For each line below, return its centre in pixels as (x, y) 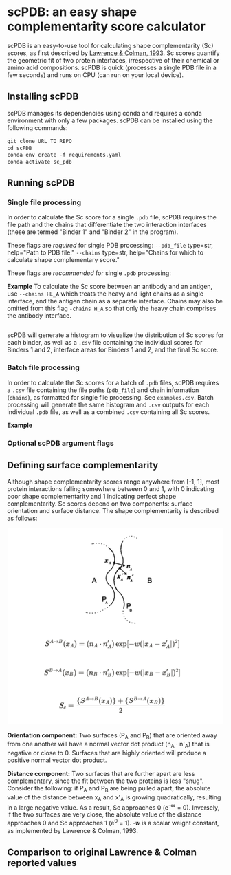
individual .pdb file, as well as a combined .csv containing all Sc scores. (108, 412)
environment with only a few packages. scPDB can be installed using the (110, 120)
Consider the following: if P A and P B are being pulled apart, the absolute (109, 789)
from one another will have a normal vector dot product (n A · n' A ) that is (108, 745)
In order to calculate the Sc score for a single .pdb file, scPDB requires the (112, 217)
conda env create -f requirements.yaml (64, 155)
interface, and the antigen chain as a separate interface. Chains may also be (115, 301)
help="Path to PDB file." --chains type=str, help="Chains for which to (106, 252)
